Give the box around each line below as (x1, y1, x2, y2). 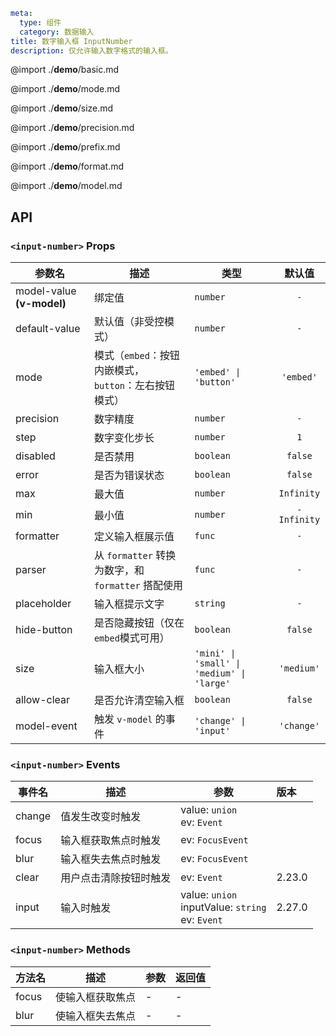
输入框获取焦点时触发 (60, 834, 162, 848)
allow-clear (15, 693, 71, 707)
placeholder (15, 597, 72, 611)
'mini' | (194, 648, 237, 659)
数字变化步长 (93, 431, 155, 445)
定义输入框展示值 (93, 530, 175, 544)
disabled (15, 449, 56, 463)
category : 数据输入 (19, 27, 95, 37)
